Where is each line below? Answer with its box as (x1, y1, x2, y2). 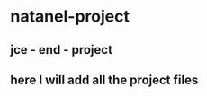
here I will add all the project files (10, 72, 199, 87)
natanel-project (10, 6, 130, 27)
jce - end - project (10, 42, 113, 57)
